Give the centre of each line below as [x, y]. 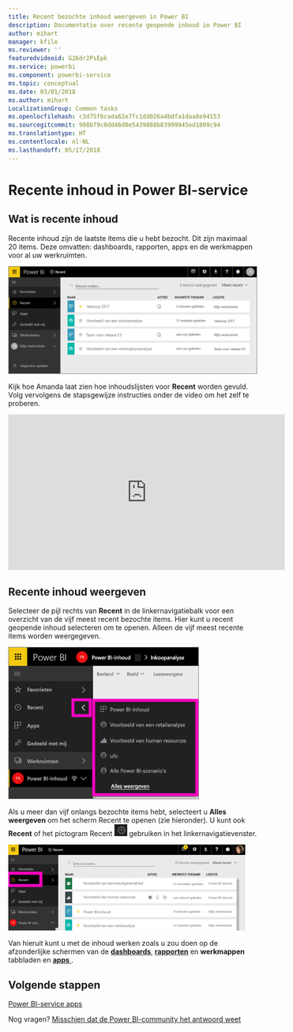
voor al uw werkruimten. [48, 255]
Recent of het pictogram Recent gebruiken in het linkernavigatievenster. [133, 834]
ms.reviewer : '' [35, 50]
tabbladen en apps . [41, 960]
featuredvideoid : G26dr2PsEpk [58, 58]
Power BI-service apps [45, 1004]
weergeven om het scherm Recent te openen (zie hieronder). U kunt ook [127, 820]
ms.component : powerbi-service [60, 75]
